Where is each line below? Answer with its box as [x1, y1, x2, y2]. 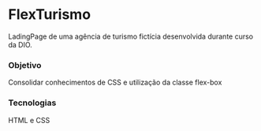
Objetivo [8, 59, 42, 70]
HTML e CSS [8, 115, 50, 125]
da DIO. [8, 39, 33, 49]
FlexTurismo [8, 6, 91, 24]
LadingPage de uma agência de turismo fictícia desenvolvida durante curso [8, 32, 254, 41]
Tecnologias [8, 97, 57, 108]
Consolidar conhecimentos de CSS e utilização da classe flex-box [8, 77, 222, 88]
